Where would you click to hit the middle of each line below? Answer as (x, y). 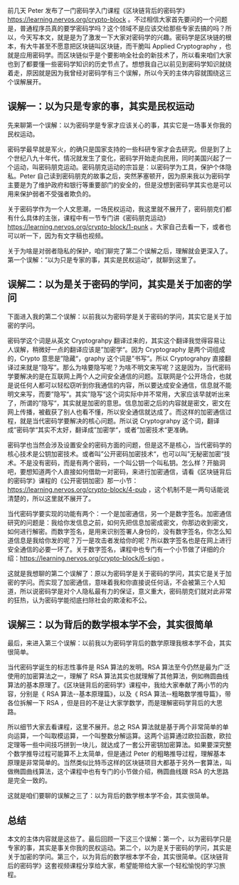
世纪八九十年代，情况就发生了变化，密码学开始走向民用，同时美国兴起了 (119, 158)
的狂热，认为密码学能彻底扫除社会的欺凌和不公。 (79, 600)
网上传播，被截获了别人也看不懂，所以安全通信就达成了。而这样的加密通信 (116, 412)
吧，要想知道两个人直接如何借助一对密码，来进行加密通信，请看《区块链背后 (119, 471)
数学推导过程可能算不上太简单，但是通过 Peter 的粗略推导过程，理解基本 (119, 754)
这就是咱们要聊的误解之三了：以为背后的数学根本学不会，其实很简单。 (110, 796)
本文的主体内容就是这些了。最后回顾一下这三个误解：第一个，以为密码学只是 (119, 839)
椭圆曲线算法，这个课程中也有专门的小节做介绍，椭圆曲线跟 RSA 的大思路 (121, 772)
